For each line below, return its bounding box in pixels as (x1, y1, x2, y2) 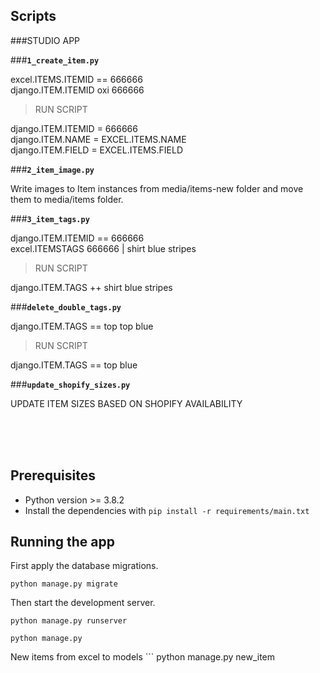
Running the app (10, 534, 115, 551)
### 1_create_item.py (10, 54, 100, 66)
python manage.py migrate (10, 579, 118, 589)
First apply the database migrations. (10, 560, 159, 572)
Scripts (10, 8, 57, 25)
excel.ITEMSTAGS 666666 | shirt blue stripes (10, 242, 197, 254)
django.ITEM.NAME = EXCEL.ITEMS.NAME (10, 133, 187, 145)
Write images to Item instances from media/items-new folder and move (10, 182, 304, 194)
